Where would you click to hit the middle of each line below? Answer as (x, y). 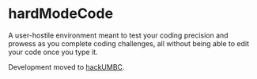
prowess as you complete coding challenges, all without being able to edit (128, 43)
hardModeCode (60, 14)
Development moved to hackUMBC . (66, 66)
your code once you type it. (53, 52)
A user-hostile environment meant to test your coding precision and (118, 35)
